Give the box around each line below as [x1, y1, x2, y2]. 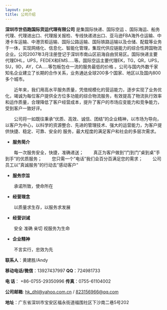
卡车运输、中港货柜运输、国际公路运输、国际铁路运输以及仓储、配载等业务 [9, 38, 162, 45]
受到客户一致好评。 [5, 105, 45, 111]
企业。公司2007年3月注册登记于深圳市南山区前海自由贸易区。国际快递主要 [5, 51, 158, 57]
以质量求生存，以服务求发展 [13, 204, 71, 210]
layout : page [5, 7, 32, 12]
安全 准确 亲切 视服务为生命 [13, 225, 70, 231]
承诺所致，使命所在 [13, 183, 53, 189]
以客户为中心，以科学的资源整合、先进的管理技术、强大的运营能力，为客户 [5, 122, 158, 128]
